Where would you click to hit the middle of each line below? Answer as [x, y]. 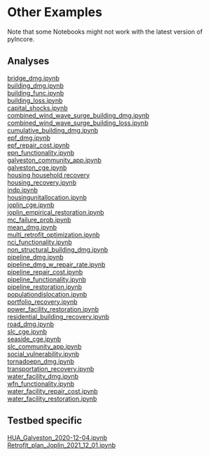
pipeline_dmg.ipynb [36, 257]
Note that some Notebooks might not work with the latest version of [105, 32]
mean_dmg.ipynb [32, 227]
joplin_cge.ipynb [31, 205]
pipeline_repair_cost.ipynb [45, 271]
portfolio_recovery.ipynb [43, 302]
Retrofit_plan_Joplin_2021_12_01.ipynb [62, 445]
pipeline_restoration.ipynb [45, 287]
